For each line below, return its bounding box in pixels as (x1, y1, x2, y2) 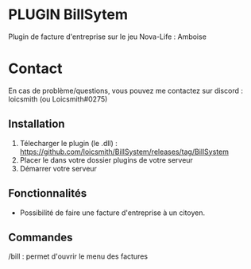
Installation (8, 117, 65, 131)
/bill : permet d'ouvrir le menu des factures (8, 252, 149, 261)
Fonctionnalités (8, 186, 87, 200)
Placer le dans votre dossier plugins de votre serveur (19, 155, 193, 164)
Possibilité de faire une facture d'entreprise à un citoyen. (19, 208, 205, 217)
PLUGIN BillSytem (8, 6, 129, 24)
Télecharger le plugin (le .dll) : (19, 138, 118, 148)
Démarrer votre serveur (19, 163, 98, 173)
